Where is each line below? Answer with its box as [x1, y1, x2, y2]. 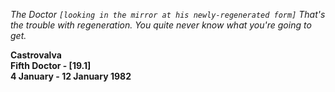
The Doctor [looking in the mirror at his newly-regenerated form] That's [10, 9, 326, 20]
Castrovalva [10, 49, 62, 61]
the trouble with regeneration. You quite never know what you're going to [10, 19, 312, 31]
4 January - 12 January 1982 [10, 70, 132, 82]
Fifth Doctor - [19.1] [10, 60, 92, 71]
